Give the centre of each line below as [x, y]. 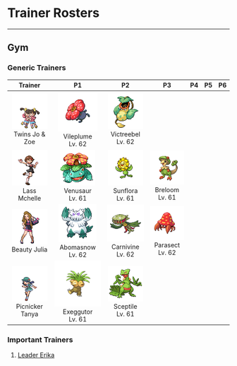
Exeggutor [78, 312]
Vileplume [78, 136]
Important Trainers [40, 339]
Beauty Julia [30, 249]
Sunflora [125, 190]
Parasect [167, 245]
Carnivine [126, 247]
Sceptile [126, 307]
